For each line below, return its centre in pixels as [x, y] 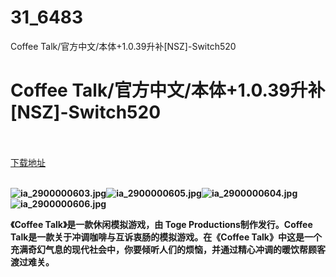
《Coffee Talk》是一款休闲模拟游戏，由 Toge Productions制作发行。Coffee [161, 224]
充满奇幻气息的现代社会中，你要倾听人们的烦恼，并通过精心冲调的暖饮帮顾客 [168, 249]
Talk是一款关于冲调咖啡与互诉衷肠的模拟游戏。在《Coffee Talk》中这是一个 [166, 237]
